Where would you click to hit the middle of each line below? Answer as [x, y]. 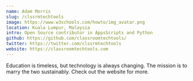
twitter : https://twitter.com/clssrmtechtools [64, 44]
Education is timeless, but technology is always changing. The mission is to [97, 65]
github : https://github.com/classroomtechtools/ [66, 38]
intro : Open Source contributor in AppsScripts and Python [80, 33]
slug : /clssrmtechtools [35, 17]
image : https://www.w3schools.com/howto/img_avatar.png [75, 22]
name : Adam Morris [28, 11]
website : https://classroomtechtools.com [57, 49]
